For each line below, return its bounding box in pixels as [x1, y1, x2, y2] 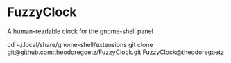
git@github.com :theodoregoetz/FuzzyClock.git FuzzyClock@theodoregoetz [7, 48, 224, 56]
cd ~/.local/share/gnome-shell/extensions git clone [7, 40, 154, 48]
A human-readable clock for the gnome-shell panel [7, 27, 154, 35]
